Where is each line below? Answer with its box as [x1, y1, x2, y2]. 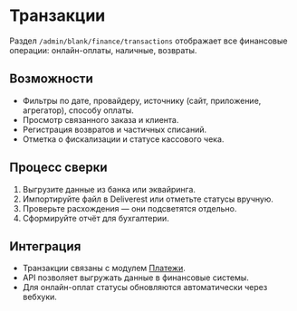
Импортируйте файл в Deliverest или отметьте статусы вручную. [22, 193, 273, 204]
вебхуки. [22, 291, 57, 303]
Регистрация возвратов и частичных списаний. [22, 124, 207, 135]
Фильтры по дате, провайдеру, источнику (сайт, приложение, [22, 95, 262, 106]
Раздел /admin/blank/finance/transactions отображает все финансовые [9, 35, 288, 46]
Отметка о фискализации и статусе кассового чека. [22, 133, 225, 145]
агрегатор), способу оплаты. [22, 105, 134, 116]
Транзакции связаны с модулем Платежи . [22, 263, 186, 274]
